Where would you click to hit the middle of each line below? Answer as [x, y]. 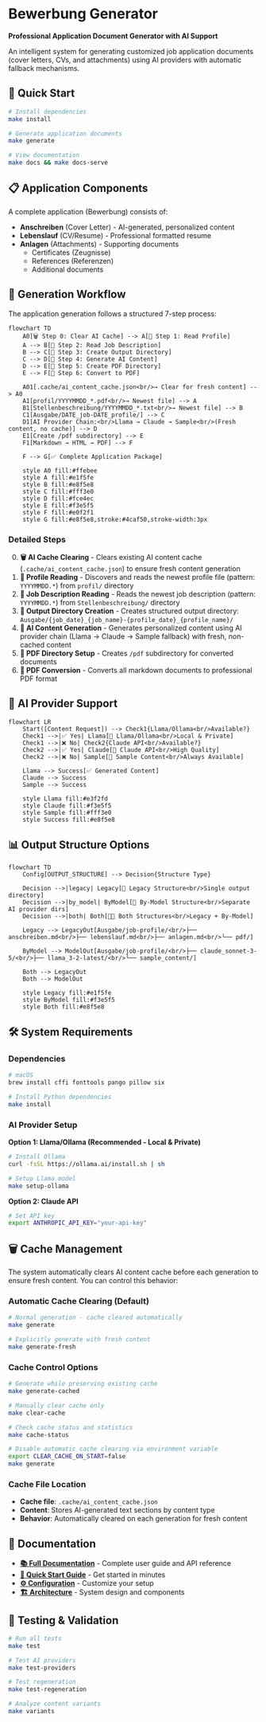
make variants [32, 1712]
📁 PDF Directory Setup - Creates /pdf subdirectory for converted [127, 653]
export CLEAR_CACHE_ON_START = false [67, 1457]
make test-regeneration [48, 1689]
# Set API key [32, 1215]
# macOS [21, 1075]
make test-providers [42, 1668]
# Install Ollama [37, 1157]
